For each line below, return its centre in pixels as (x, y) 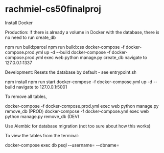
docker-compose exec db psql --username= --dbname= (62, 145)
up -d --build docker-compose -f (77, 52)
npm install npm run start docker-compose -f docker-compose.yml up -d (79, 82)
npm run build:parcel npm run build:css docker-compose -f (65, 47)
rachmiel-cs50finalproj (53, 9)
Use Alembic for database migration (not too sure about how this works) (78, 126)
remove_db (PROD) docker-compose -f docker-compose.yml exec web (77, 111)
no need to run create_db (31, 37)
